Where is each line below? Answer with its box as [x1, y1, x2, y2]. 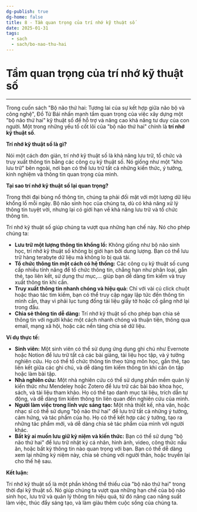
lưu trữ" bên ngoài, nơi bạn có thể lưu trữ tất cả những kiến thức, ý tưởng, [6, 164, 183, 171]
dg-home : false [6, 14, 43, 20]
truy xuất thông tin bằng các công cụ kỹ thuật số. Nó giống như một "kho [6, 158, 183, 165]
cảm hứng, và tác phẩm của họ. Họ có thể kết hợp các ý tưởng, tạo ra [14, 414, 183, 421]
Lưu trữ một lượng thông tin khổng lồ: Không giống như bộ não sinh [14, 241, 180, 248]
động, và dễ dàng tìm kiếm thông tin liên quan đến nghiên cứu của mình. [14, 395, 190, 402]
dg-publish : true [6, 8, 49, 15]
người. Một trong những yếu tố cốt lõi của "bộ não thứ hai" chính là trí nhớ [6, 123, 185, 130]
